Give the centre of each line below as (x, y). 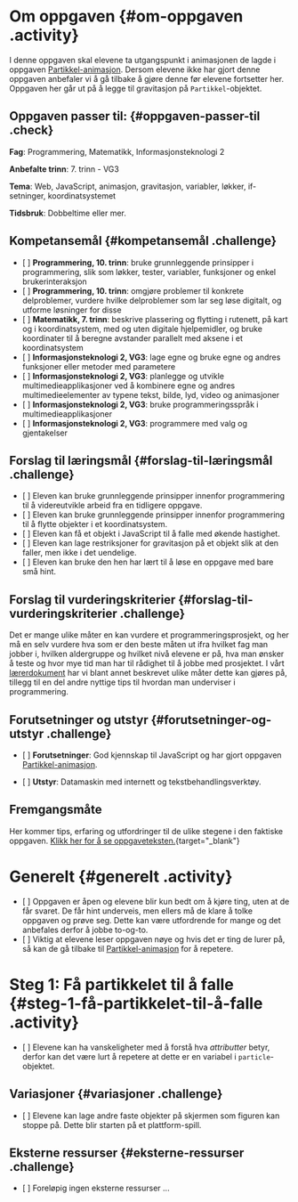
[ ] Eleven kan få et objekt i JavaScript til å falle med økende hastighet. (151, 534)
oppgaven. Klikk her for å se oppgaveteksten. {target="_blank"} (125, 841)
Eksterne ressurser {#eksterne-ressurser (127, 1153)
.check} (32, 130)
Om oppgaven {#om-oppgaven (126, 16)
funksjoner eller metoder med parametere (99, 366)
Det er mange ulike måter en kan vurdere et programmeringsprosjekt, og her (149, 635)
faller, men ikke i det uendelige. (79, 553)
